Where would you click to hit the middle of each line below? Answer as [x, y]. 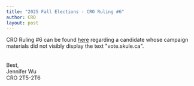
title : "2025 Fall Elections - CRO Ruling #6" [65, 12]
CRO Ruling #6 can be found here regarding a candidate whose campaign [97, 40]
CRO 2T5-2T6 [23, 78]
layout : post [22, 23]
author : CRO [21, 17]
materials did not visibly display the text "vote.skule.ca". [75, 46]
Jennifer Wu [22, 72]
